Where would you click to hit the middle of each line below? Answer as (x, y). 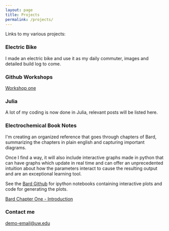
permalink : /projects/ (29, 19)
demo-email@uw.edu (28, 223)
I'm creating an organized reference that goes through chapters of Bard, (81, 137)
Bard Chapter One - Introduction (39, 199)
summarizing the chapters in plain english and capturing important (75, 142)
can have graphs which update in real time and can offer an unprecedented (84, 163)
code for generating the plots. (36, 189)
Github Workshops (29, 77)
